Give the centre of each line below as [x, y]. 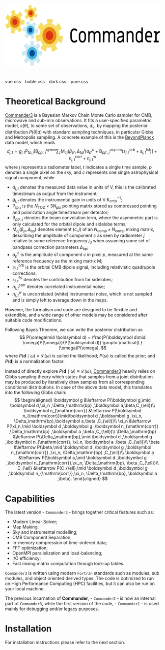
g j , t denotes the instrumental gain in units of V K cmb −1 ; [67, 200]
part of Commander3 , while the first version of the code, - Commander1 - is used [82, 604]
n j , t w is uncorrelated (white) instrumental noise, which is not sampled [82, 294]
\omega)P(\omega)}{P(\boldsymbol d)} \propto [70, 343]
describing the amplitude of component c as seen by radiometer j [78, 235]
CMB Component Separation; [42, 537]
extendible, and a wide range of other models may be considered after [76, 315]
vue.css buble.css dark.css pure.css [47, 82]
